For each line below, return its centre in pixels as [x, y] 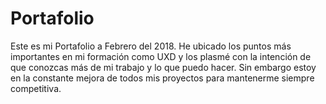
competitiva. [36, 88]
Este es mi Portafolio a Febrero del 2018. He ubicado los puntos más [151, 46]
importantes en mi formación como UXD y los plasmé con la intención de [161, 56]
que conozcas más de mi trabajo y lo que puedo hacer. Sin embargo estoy [163, 67]
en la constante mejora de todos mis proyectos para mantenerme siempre [162, 78]
